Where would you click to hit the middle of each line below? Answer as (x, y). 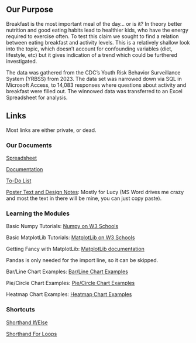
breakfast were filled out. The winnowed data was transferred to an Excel (94, 91)
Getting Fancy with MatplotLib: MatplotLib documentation (75, 249)
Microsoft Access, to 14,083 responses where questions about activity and (96, 85)
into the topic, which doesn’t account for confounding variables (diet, (89, 49)
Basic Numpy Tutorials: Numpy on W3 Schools (62, 226)
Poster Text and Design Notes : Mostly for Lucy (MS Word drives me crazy (95, 192)
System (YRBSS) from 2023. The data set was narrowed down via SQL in (94, 79)
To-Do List (19, 181)
